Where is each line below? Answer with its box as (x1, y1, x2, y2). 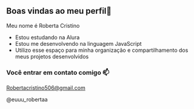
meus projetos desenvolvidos (15, 52, 89, 60)
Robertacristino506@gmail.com (6, 84, 86, 92)
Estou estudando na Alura (15, 34, 80, 41)
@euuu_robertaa (6, 96, 48, 103)
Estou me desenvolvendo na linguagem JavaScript (15, 40, 142, 47)
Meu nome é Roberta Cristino (6, 22, 80, 29)
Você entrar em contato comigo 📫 (6, 68, 110, 76)
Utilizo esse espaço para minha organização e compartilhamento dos (15, 46, 189, 54)
